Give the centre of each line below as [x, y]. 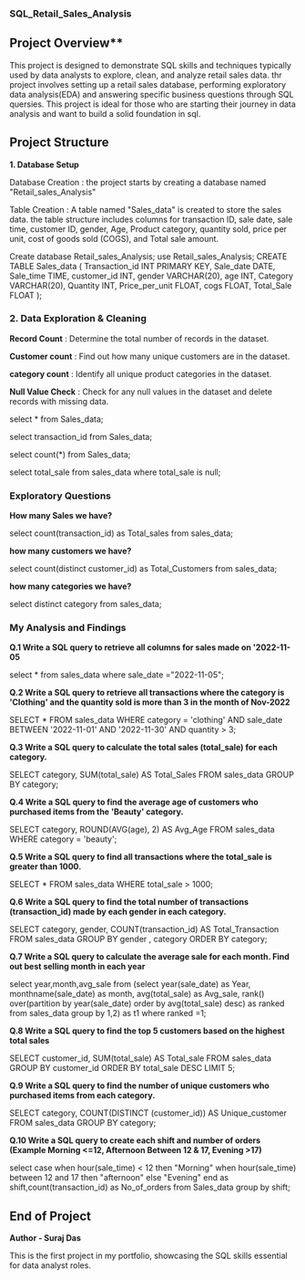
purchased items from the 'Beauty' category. [97, 812]
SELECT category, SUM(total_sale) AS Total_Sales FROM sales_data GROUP [152, 775]
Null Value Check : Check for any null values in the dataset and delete [141, 392]
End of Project [51, 1216]
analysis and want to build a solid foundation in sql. [105, 113]
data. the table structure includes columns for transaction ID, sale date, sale [151, 219]
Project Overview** [66, 43]
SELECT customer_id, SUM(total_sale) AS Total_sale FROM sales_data [140, 1058]
